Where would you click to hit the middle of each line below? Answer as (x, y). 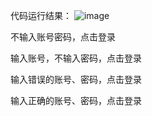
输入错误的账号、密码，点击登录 (76, 79)
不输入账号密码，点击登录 (63, 37)
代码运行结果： (41, 15)
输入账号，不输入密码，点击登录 (76, 58)
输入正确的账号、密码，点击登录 (76, 100)
